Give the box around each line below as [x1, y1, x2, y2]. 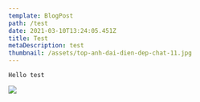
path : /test [8, 19, 48, 27]
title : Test [8, 34, 48, 43]
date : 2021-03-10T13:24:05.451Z [8, 27, 116, 35]
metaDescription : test [8, 42, 84, 50]
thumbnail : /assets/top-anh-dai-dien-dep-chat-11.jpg [8, 49, 193, 57]
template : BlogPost [8, 11, 74, 20]
